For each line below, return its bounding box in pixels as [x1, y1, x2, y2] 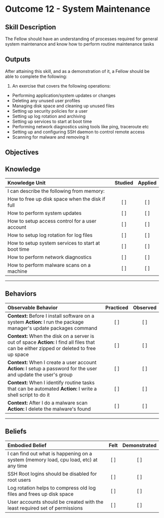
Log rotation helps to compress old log [7, 484, 96, 491]
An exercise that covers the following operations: [12, 83, 111, 89]
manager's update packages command [7, 325, 98, 331]
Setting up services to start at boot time [12, 118, 92, 124]
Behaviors [5, 290, 37, 298]
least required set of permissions [7, 504, 83, 511]
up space [7, 351, 29, 358]
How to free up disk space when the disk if [7, 196, 106, 203]
